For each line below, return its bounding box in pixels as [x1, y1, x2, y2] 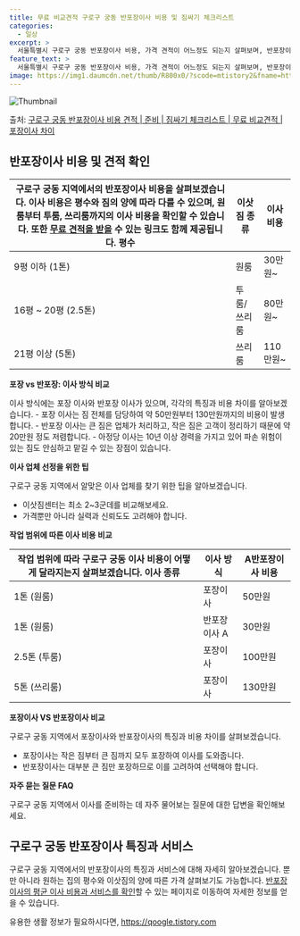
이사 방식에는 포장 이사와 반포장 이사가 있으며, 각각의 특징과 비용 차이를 [9, 397, 257, 408]
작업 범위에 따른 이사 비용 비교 [9, 529, 113, 540]
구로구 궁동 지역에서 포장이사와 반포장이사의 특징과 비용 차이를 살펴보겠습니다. [9, 731, 281, 741]
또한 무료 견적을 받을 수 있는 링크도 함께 [30, 222, 187, 235]
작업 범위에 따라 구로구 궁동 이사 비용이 [17, 553, 172, 565]
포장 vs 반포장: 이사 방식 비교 [9, 379, 110, 389]
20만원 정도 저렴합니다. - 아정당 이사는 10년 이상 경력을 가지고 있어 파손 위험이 [9, 430, 283, 442]
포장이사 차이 [9, 125, 55, 136]
